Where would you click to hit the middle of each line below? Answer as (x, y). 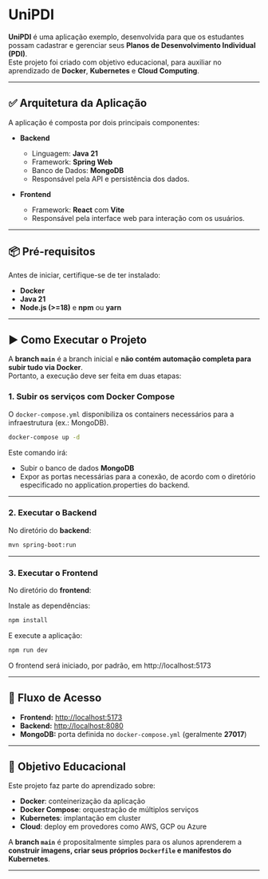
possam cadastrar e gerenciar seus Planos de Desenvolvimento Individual (132, 45)
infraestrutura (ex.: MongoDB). (59, 422)
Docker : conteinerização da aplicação (83, 801)
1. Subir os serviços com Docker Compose (92, 396)
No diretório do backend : (50, 530)
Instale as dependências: (49, 606)
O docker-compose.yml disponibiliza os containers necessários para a (121, 414)
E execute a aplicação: (45, 635)
